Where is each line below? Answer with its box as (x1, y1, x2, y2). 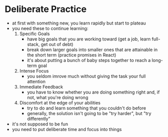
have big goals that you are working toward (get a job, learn (27, 36, 151, 42)
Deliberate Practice (5, 3, 87, 15)
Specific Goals (19, 30, 50, 36)
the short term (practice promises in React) (27, 51, 117, 58)
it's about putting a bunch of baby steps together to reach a (27, 57, 151, 63)
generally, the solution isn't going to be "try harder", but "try (27, 110, 151, 116)
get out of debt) (40, 41, 73, 47)
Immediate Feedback (19, 83, 63, 89)
